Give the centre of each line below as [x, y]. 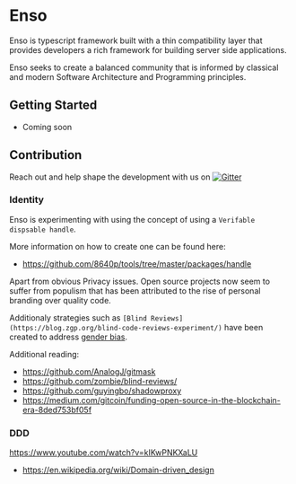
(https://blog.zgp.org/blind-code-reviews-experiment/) [116, 328]
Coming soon [47, 127]
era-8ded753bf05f [57, 409]
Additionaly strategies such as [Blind [78, 317]
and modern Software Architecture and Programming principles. [128, 76]
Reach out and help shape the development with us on [110, 177]
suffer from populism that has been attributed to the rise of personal [135, 290]
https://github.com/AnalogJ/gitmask [89, 371]
